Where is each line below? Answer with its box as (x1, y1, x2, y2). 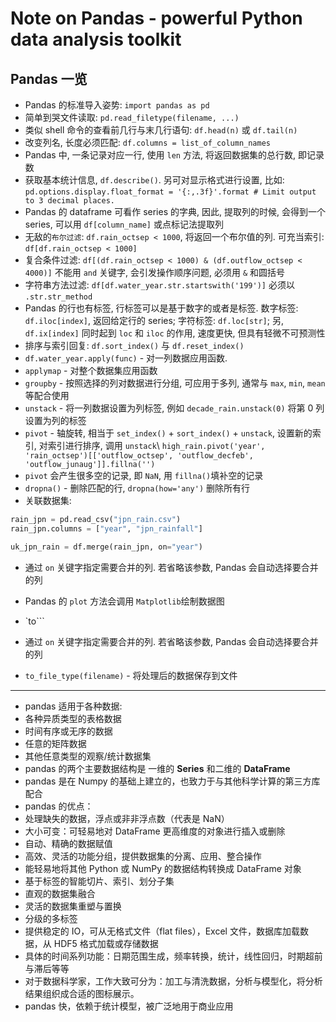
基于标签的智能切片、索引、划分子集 (24, 875, 175, 887)
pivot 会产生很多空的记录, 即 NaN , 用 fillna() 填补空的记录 (24, 470, 264, 481)
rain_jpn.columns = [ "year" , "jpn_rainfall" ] (10, 523, 203, 534)
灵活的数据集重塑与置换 (24, 900, 122, 912)
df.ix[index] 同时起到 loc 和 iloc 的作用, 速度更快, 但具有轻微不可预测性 (24, 327, 326, 339)
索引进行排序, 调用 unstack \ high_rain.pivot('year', (47, 440, 266, 451)
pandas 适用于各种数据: (24, 700, 123, 712)
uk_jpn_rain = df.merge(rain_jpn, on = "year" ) (10, 542, 203, 552)
